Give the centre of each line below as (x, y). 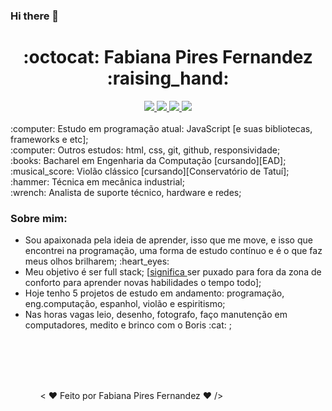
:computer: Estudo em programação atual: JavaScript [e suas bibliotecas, (161, 128)
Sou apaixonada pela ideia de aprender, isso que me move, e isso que (168, 240)
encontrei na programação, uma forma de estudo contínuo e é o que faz (173, 251)
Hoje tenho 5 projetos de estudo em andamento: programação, (154, 293)
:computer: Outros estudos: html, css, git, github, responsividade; (145, 150)
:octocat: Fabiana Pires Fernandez (168, 57)
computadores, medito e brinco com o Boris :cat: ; (128, 325)
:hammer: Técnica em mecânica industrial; (97, 181)
